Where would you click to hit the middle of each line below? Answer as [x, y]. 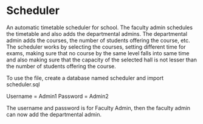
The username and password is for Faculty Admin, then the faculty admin [98, 108]
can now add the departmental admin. [54, 114]
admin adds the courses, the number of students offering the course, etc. [98, 40]
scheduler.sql [23, 84]
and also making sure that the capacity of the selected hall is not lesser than [102, 60]
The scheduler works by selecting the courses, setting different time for [96, 47]
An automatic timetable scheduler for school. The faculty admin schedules [100, 27]
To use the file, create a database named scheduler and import [85, 78]
